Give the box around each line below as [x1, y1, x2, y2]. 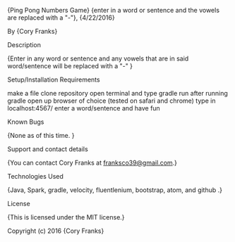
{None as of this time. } [7, 132, 75, 139]
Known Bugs [7, 117, 44, 126]
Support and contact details [7, 145, 88, 153]
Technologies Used [7, 172, 64, 180]
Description [7, 41, 41, 49]
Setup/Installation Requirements [7, 75, 100, 84]
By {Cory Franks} [7, 27, 58, 35]
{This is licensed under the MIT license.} [7, 213, 125, 221]
